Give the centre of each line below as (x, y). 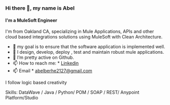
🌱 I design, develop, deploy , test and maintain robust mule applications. (88, 52)
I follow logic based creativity (36, 83)
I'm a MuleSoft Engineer (31, 20)
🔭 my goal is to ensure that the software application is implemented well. (89, 47)
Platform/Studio (22, 98)
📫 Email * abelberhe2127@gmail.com (53, 71)
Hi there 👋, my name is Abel (40, 8)
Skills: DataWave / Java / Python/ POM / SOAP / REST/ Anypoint (72, 92)
